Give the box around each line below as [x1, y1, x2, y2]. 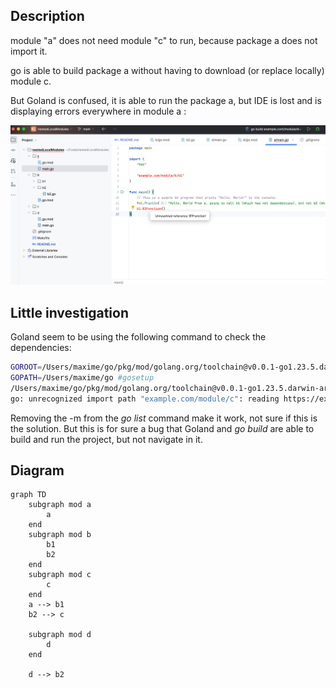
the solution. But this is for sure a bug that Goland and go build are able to [10, 422, 315, 434]
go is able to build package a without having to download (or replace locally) [10, 64, 325, 76]
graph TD [10, 490, 47, 500]
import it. [10, 45, 48, 57]
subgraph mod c [28, 570, 92, 580]
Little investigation [10, 304, 130, 321]
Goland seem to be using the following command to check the [10, 331, 267, 343]
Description [10, 8, 85, 25]
